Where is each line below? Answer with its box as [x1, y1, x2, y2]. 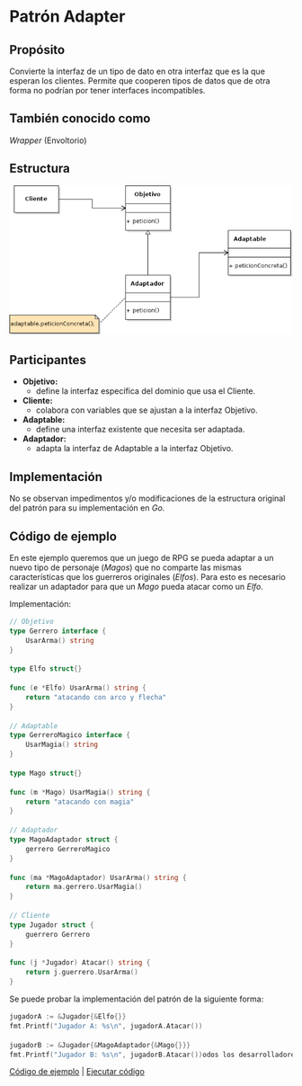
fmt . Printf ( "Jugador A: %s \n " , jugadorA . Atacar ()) [9, 1021, 203, 1030]
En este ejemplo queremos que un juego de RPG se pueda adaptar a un [9, 552, 274, 563]
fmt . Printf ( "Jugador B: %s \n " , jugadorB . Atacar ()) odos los [9, 1050, 235, 1059]
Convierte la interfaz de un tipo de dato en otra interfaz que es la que [9, 66, 265, 76]
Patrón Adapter [9, 6, 126, 27]
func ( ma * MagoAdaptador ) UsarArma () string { [9, 873, 187, 882]
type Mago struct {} [9, 769, 83, 778]
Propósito [9, 42, 66, 58]
